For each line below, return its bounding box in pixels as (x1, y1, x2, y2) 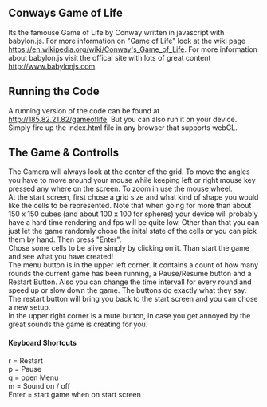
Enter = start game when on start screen (8, 389, 142, 399)
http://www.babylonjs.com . (8, 61, 97, 71)
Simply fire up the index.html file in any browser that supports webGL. (8, 123, 238, 132)
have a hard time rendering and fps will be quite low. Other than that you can (8, 218, 260, 227)
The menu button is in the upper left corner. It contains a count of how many (8, 260, 259, 270)
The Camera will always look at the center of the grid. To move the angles (8, 167, 250, 176)
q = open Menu (8, 373, 59, 382)
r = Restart (8, 355, 44, 366)
